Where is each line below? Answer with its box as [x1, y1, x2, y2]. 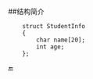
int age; [36, 43, 65, 51]
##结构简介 [8, 7, 45, 16]
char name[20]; [36, 36, 86, 44]
